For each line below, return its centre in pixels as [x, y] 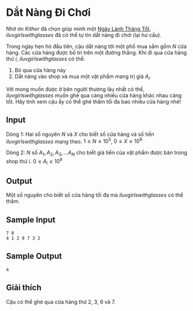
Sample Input [31, 220]
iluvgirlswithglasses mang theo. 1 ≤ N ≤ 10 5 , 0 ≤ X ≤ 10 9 [74, 141]
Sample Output [34, 256]
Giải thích [24, 288]
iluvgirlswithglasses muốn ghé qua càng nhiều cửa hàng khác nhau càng [94, 95]
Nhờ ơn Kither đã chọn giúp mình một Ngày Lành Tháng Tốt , [78, 29]
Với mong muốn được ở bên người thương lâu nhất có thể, [75, 89]
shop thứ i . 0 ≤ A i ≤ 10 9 [34, 162]
